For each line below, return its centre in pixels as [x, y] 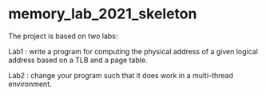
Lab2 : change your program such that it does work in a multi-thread [121, 75]
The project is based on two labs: [63, 36]
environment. [30, 84]
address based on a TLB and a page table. [78, 60]
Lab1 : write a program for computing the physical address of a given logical [133, 51]
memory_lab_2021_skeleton [103, 14]
